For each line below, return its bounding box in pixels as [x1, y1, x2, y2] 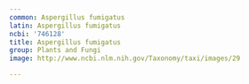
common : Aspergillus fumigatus [9, 12, 125, 22]
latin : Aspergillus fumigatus [9, 21, 122, 30]
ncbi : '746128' [9, 29, 66, 38]
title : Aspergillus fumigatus [9, 37, 122, 47]
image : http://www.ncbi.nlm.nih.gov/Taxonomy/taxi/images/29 [9, 54, 241, 63]
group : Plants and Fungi [9, 46, 101, 55]
